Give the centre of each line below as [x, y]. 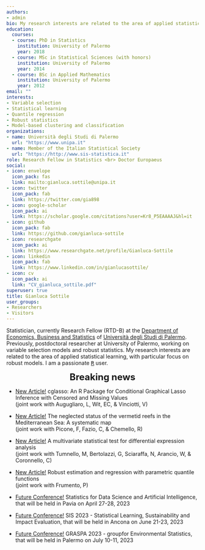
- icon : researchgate [34, 239]
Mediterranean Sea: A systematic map [63, 423]
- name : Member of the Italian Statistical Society [73, 148]
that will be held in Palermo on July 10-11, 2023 [74, 540]
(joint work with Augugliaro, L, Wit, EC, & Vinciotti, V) [81, 404]
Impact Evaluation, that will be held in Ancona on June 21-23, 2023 [99, 522]
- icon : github [26, 222]
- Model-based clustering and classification [65, 126]
